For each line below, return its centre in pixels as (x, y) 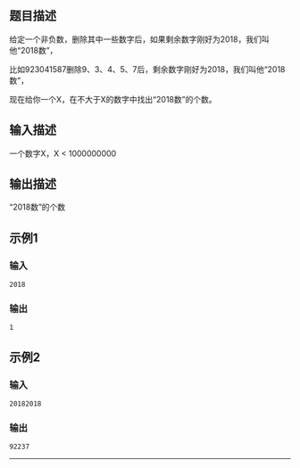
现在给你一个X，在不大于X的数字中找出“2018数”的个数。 (113, 99)
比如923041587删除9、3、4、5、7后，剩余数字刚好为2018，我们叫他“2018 (147, 69)
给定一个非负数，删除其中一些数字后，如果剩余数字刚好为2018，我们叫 (139, 39)
